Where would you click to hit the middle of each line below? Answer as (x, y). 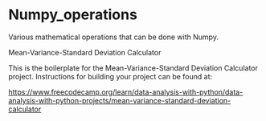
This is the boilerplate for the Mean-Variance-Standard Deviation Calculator (133, 68)
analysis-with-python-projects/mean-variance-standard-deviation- (120, 100)
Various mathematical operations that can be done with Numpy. (114, 37)
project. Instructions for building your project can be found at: (110, 76)
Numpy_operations (73, 15)
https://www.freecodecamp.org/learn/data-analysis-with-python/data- (126, 92)
